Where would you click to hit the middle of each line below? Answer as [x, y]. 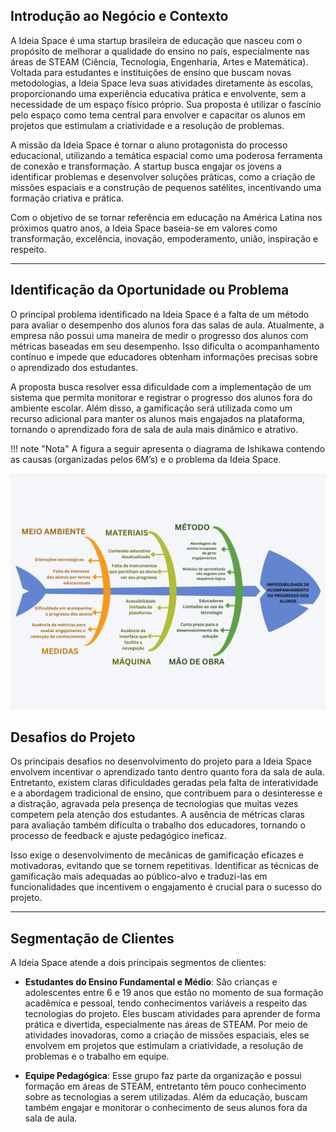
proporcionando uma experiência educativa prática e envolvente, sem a [158, 93]
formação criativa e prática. [67, 198]
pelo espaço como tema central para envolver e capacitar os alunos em [158, 115]
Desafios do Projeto [73, 737]
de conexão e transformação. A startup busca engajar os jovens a [146, 166]
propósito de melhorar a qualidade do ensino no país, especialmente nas [160, 51]
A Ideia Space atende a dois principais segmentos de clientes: [138, 963]
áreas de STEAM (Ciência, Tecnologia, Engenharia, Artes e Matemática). [159, 61]
